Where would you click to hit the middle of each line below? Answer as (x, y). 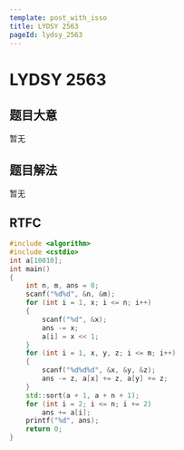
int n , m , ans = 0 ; (63, 286)
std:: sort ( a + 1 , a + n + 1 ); (83, 396)
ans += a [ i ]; (67, 412)
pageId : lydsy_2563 (46, 34)
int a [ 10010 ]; (36, 260)
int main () (30, 269)
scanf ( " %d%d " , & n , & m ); (71, 294)
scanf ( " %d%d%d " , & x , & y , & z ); (99, 370)
